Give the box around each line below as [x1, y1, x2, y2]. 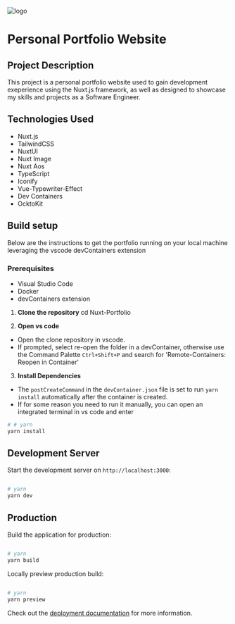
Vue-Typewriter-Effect [17, 184, 83, 193]
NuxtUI [17, 146, 39, 155]
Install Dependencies [17, 371, 81, 380]
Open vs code [17, 321, 60, 330]
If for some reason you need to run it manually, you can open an [17, 400, 203, 408]
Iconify [17, 177, 38, 185]
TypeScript [17, 169, 50, 177]
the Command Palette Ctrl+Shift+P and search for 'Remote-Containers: [17, 350, 227, 358]
